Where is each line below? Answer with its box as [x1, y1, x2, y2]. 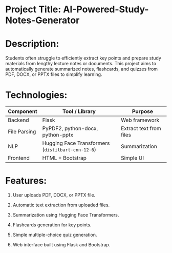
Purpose [132, 108, 154, 115]
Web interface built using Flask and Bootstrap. [12, 242, 111, 247]
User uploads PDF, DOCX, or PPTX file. [12, 192, 96, 198]
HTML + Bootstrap [42, 154, 87, 162]
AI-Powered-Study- [63, 4, 149, 15]
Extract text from [121, 125, 161, 132]
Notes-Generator [5, 14, 80, 26]
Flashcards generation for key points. [12, 222, 92, 228]
